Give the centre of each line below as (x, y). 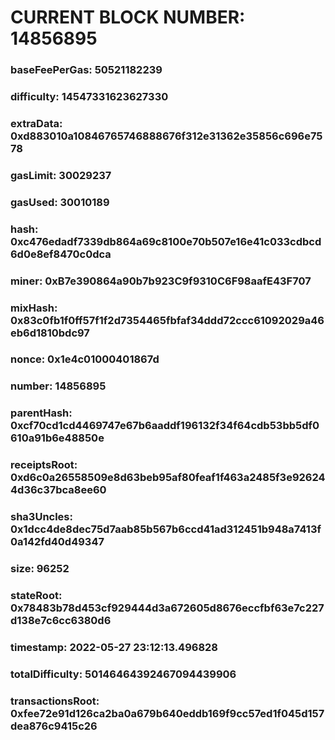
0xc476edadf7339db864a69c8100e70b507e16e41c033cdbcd (166, 241)
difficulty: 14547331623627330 (89, 97)
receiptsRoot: (44, 465)
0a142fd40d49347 (57, 542)
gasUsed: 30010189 (60, 202)
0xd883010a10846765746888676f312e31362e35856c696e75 (166, 136)
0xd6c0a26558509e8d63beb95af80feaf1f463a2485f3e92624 (168, 478)
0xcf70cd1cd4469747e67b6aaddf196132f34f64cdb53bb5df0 (165, 426)
